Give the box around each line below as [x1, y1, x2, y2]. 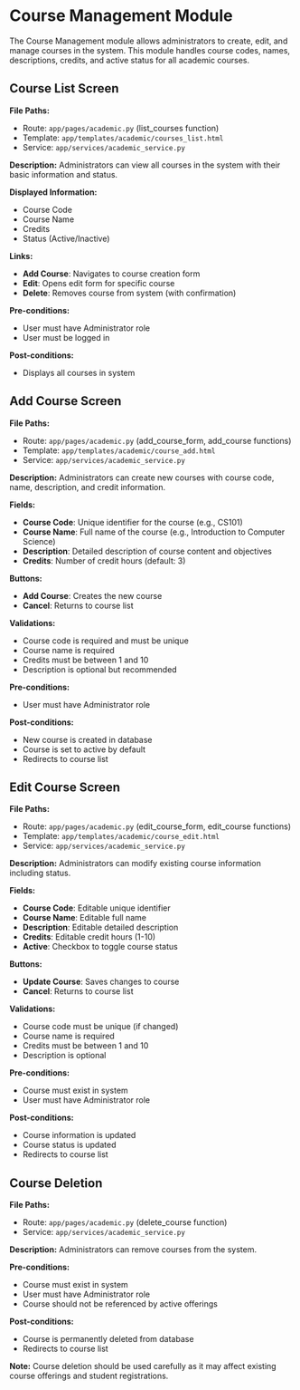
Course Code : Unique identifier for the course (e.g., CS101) [22, 516, 244, 527]
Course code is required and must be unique [22, 635, 190, 646]
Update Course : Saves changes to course [22, 976, 180, 988]
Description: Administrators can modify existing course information [9, 858, 262, 869]
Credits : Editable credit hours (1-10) [22, 931, 156, 942]
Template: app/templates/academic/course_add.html [22, 445, 216, 456]
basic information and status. [9, 169, 118, 179]
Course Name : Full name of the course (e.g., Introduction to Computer [22, 526, 286, 537]
